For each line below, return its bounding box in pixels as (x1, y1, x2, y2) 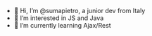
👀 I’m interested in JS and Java (13, 14, 104, 22)
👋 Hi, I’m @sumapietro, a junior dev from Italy (13, 7, 146, 15)
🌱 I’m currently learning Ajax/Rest (13, 21, 111, 29)
